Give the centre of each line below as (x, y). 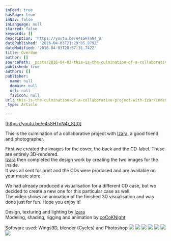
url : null (20, 90)
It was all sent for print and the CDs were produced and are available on (81, 171)
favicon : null (25, 95)
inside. (12, 165)
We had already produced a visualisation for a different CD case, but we (81, 186)
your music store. (24, 176)
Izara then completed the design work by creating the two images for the (82, 160)
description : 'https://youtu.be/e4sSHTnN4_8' (54, 39)
